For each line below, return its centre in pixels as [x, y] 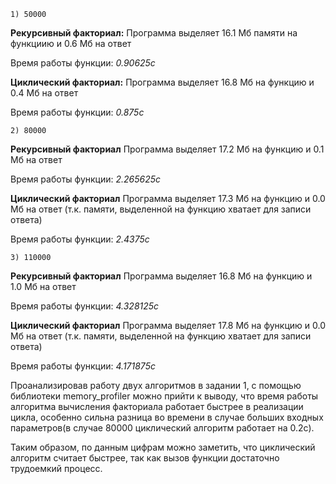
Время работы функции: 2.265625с [86, 179]
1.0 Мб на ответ [43, 286]
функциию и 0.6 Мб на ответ [71, 43]
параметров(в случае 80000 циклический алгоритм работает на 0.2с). [162, 428]
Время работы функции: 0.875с [77, 112]
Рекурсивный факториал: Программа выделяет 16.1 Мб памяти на [154, 33]
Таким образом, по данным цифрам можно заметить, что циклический [163, 447]
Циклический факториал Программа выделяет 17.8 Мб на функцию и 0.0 [168, 325]
